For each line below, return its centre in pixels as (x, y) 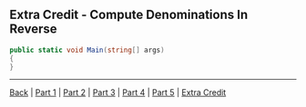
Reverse (33, 29)
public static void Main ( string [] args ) (87, 50)
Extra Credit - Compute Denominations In (129, 15)
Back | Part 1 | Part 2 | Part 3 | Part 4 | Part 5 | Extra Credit (118, 92)
